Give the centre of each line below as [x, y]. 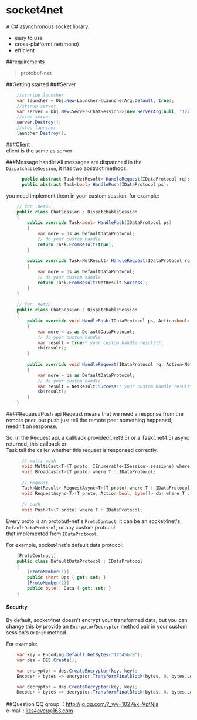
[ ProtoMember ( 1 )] [48, 572]
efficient [25, 50]
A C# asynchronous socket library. [48, 26]
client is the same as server [39, 151]
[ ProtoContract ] [37, 556]
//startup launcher [40, 95]
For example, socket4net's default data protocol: [65, 545]
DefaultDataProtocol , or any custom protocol [61, 527]
